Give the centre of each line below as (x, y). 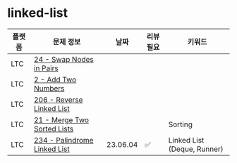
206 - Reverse (59, 100)
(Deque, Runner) (196, 149)
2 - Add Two (55, 79)
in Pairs (46, 68)
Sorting (180, 124)
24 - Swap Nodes (64, 59)
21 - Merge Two (62, 119)
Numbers (49, 88)
